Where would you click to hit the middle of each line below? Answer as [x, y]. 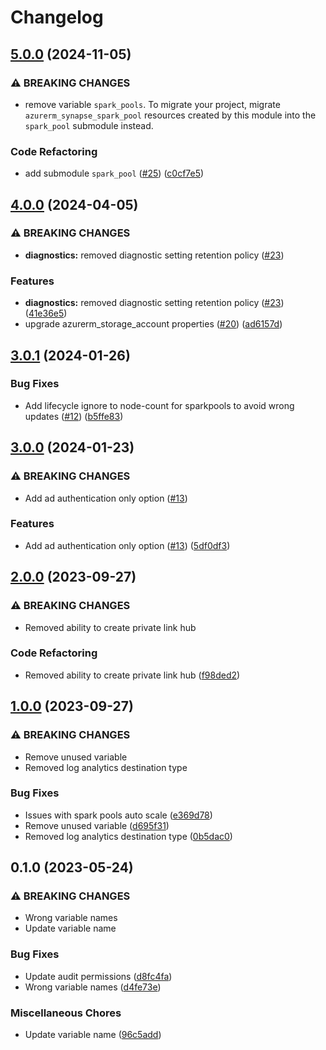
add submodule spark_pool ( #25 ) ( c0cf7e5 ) [114, 173]
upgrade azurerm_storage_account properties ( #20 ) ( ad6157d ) [153, 324]
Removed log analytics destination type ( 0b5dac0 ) [128, 836]
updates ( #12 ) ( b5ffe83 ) [74, 416]
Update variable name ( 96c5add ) [93, 1035]
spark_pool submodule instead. [89, 125]
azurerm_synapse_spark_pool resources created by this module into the [170, 115]
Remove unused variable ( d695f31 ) [97, 825]
